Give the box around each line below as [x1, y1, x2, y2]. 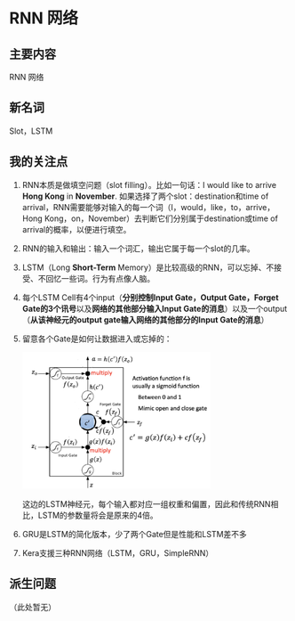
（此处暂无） [9, 601, 56, 612]
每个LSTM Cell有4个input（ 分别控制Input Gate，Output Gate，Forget [21, 291, 279, 303]
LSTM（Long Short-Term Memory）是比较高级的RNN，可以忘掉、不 [21, 262, 275, 273]
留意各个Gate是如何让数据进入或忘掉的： [21, 333, 172, 344]
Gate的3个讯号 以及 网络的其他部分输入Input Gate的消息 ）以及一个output [21, 303, 288, 314]
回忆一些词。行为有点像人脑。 [45, 273, 155, 283]
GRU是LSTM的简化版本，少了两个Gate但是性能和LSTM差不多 [21, 528, 247, 539]
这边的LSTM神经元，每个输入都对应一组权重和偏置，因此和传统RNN [21, 498, 271, 509]
